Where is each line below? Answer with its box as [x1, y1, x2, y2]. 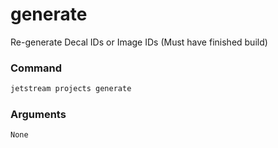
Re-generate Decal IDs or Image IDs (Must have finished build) [10, 36, 268, 48]
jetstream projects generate [10, 84, 132, 94]
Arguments [10, 108, 67, 122]
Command [10, 61, 62, 75]
